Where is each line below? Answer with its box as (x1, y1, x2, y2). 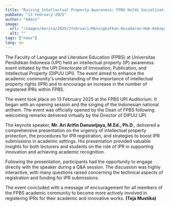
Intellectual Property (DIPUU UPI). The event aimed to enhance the (5, 70, 144, 76)
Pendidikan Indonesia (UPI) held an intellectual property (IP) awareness (5, 59, 154, 66)
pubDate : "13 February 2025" (5, 12, 67, 17)
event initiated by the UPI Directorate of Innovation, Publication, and (5, 65, 147, 71)
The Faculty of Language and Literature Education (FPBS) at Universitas (5, 54, 155, 60)
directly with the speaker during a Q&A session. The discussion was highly (5, 164, 161, 170)
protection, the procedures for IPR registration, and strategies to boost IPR (5, 132, 160, 139)
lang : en (5, 40, 24, 45)
